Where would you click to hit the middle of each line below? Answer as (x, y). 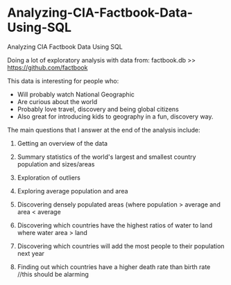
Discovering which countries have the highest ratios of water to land (115, 225)
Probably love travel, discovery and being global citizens (98, 109)
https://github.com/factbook (48, 67)
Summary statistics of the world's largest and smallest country (106, 157)
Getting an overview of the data (62, 143)
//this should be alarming (53, 274)
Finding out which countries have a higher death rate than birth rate (114, 267)
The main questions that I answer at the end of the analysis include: (104, 130)
